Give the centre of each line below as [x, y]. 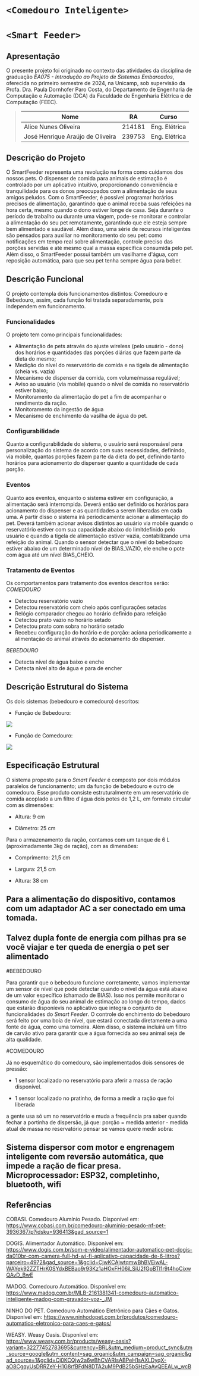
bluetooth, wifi [34, 1185]
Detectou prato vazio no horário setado [63, 620]
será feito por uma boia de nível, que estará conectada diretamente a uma [97, 1020]
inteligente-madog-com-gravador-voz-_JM [59, 1299]
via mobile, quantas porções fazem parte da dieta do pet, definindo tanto [96, 456]
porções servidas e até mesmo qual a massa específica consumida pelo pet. [100, 248]
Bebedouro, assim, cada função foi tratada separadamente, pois [85, 300]
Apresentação [33, 56]
